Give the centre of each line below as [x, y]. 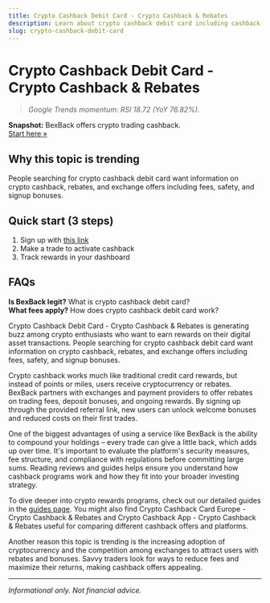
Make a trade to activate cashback [77, 248]
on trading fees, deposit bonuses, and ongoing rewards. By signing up [125, 401]
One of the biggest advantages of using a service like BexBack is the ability [133, 434]
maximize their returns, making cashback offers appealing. [106, 567]
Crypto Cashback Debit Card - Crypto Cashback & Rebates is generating [129, 325]
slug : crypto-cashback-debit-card [66, 31]
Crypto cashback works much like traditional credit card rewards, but [123, 375]
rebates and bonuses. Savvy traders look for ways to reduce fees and [124, 558]
